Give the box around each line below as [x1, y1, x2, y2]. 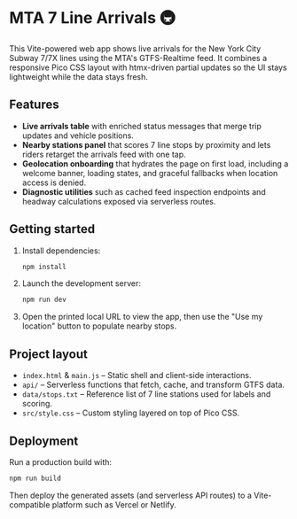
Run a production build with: [9, 456, 113, 467]
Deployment [9, 433, 79, 448]
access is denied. [21, 177, 87, 188]
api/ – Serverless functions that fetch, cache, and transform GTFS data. [21, 379, 285, 391]
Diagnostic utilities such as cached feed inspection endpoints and [21, 186, 266, 197]
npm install [21, 262, 66, 271]
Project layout [9, 346, 89, 361]
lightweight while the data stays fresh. [9, 71, 148, 81]
